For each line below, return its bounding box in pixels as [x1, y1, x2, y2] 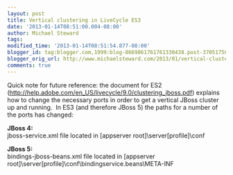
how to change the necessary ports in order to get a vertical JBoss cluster [7, 95, 219, 104]
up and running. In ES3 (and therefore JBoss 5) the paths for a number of [7, 103, 218, 111]
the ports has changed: [7, 110, 74, 119]
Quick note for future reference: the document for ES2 [7, 81, 162, 89]
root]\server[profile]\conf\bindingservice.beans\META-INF [7, 159, 175, 167]
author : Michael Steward [7, 29, 79, 37]
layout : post [7, 10, 45, 17]
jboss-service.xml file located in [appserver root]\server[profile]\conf [7, 131, 205, 140]
